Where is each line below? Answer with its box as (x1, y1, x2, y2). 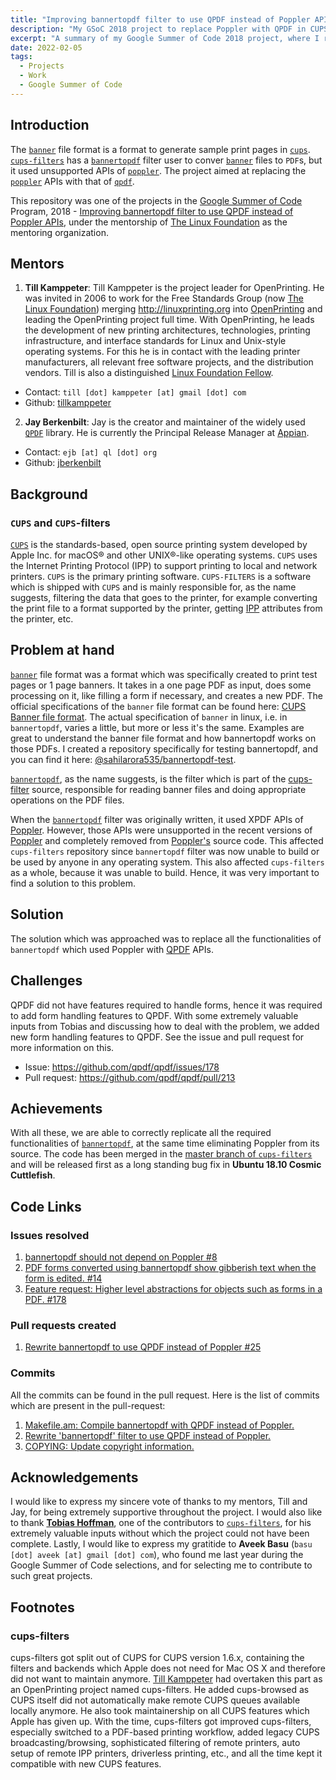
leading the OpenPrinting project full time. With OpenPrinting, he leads (24, 314, 315, 326)
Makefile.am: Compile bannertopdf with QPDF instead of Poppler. (24, 1419, 295, 1431)
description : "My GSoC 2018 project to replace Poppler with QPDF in (10, 24, 307, 34)
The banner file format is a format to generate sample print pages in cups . (10, 143, 311, 155)
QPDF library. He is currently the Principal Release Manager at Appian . (24, 427, 310, 439)
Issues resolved (10, 1228, 90, 1242)
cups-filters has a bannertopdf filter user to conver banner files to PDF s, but (10, 154, 323, 166)
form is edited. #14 (24, 1272, 103, 1284)
